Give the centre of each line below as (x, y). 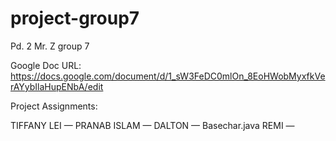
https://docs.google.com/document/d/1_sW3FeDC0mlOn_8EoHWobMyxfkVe (168, 76)
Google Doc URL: (46, 65)
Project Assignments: (54, 106)
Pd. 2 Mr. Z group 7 (50, 46)
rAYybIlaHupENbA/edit (57, 86)
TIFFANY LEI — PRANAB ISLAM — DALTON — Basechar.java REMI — (152, 125)
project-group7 (75, 18)
